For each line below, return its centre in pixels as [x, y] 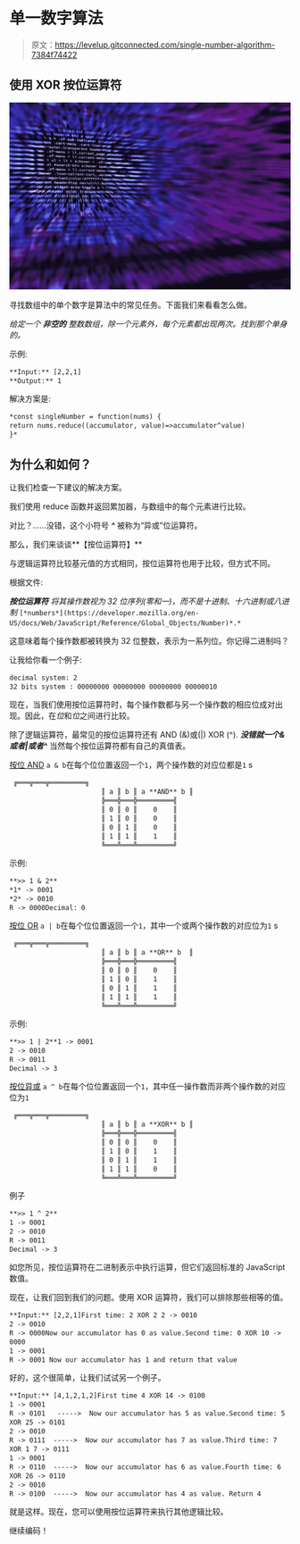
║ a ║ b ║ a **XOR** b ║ [147, 1125]
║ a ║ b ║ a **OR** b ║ [147, 953]
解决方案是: [30, 399]
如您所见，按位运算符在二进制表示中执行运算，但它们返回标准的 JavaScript [147, 1267]
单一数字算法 [57, 18]
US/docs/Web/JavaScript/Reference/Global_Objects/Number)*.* [125, 623]
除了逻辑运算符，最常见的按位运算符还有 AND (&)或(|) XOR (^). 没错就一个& [147, 735]
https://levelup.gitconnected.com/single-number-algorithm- [165, 45]
